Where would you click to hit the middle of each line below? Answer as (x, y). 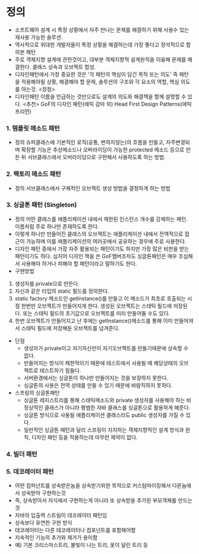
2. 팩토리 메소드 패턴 (34, 174)
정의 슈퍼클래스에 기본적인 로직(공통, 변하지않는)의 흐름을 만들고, (90, 143)
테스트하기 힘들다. (60, 370)
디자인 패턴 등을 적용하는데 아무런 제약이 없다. (85, 437)
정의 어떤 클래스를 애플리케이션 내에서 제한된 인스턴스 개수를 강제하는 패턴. (101, 219)
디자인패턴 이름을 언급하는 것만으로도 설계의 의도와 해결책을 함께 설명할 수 (100, 96)
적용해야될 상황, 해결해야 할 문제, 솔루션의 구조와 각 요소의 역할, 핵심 (100, 81)
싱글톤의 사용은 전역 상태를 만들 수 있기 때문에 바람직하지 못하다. (98, 385)
